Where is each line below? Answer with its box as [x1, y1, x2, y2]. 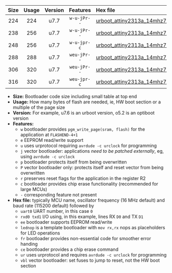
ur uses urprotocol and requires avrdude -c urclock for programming [20, 252, 167, 258]
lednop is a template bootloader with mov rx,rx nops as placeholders [20, 225, 165, 230]
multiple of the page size [12, 104, 66, 110]
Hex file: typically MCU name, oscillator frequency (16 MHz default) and [12, 197, 165, 203]
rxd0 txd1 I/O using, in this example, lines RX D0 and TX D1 [20, 213, 143, 220]
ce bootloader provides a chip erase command [20, 246, 119, 252]
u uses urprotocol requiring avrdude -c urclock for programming [20, 142, 157, 149]
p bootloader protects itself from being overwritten [20, 159, 127, 165]
